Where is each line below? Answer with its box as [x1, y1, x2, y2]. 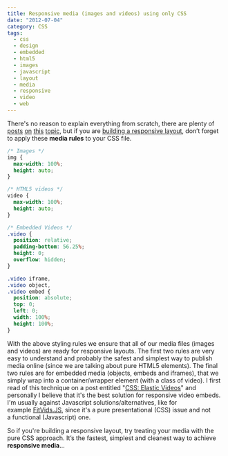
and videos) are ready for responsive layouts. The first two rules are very [7, 347, 215, 355]
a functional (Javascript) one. [7, 413, 91, 421]
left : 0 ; [13, 308, 39, 315]
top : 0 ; [13, 301, 36, 308]
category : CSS [7, 23, 48, 30]
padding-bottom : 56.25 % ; [13, 243, 85, 250]
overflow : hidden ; [13, 256, 67, 263]
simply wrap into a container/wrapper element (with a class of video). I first [7, 376, 221, 385]
